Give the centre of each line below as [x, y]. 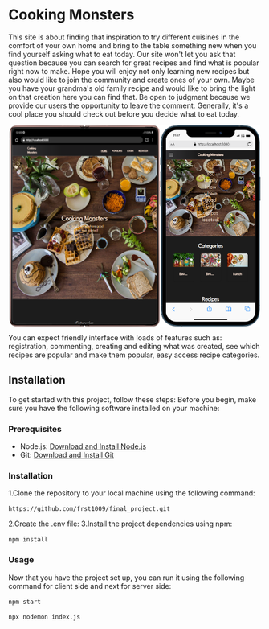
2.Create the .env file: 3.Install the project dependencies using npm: [120, 524]
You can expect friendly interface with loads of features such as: [115, 337]
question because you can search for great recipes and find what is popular [134, 63]
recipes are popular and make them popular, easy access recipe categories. [134, 355]
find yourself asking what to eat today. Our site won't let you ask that [122, 54]
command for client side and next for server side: [90, 586]
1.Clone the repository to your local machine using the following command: [132, 493]
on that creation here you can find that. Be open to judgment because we [129, 97]
